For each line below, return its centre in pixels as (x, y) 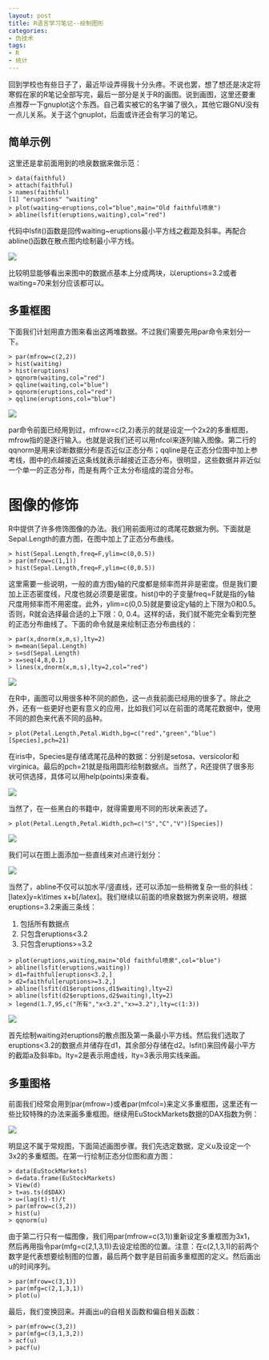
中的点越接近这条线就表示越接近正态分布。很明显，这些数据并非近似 (148, 460)
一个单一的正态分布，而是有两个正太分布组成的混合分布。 (103, 469)
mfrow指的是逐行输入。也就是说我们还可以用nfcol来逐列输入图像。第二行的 (132, 440)
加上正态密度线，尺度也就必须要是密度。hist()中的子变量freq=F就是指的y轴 (132, 594)
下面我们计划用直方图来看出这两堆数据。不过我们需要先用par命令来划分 (126, 331)
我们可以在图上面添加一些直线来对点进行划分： (85, 855)
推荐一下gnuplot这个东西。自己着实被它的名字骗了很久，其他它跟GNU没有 (137, 104)
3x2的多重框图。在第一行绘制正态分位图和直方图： (92, 1156)
